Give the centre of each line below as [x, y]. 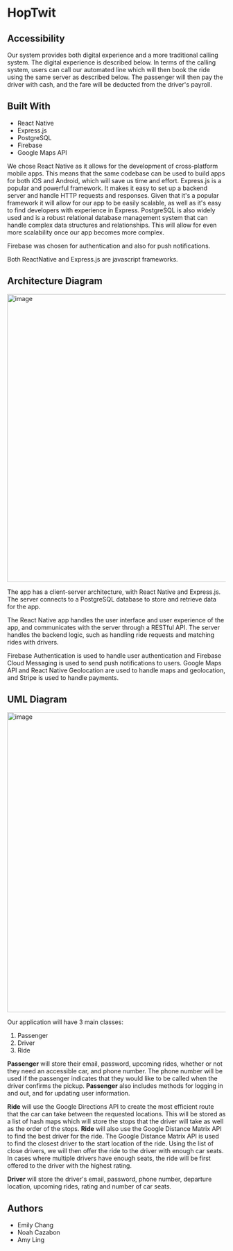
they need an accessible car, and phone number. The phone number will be [115, 1071]
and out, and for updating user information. [69, 1093]
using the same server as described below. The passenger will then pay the [115, 77]
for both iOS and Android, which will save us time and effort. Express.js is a [114, 180]
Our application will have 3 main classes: [65, 1022]
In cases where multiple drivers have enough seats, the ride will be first [109, 1158]
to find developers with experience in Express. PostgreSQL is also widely [111, 210]
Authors [25, 1208]
